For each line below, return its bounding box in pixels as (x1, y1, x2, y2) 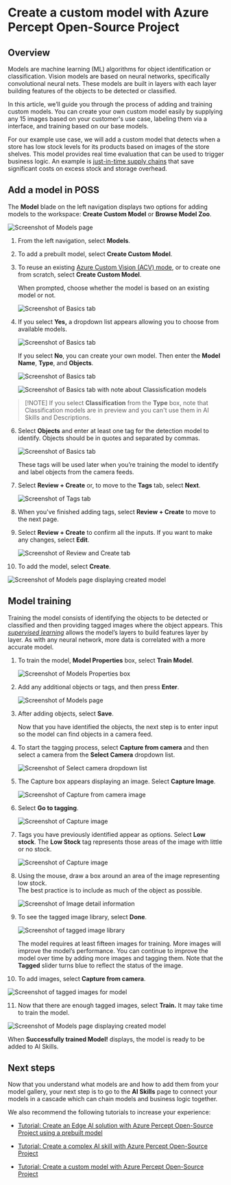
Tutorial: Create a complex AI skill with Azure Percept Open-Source (17, 1142, 208, 1151)
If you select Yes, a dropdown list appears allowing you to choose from (17, 317, 219, 325)
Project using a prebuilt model (17, 1129, 103, 1137)
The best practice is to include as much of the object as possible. (17, 886, 203, 894)
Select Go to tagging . (17, 803, 79, 812)
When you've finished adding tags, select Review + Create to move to (17, 507, 217, 516)
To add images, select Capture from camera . (17, 974, 146, 982)
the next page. (17, 515, 59, 523)
